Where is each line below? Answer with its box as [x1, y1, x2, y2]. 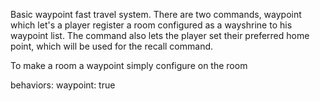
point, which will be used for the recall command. [10, 40, 214, 52]
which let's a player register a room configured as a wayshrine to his [10, 19, 293, 31]
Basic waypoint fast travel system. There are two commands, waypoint [10, 9, 302, 20]
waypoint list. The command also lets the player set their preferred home [10, 30, 310, 41]
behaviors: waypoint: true [10, 79, 116, 91]
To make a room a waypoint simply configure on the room [10, 60, 248, 71]
